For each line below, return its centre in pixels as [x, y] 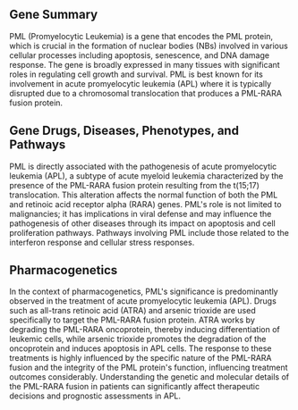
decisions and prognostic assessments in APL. [95, 396]
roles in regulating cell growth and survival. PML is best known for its [136, 74]
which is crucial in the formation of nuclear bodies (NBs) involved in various [149, 46]
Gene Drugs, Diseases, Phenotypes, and [124, 131]
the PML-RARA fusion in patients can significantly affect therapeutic [135, 387]
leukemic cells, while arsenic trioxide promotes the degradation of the [138, 339]
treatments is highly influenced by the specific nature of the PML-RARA [140, 358]
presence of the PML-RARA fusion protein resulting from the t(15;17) [134, 185]
